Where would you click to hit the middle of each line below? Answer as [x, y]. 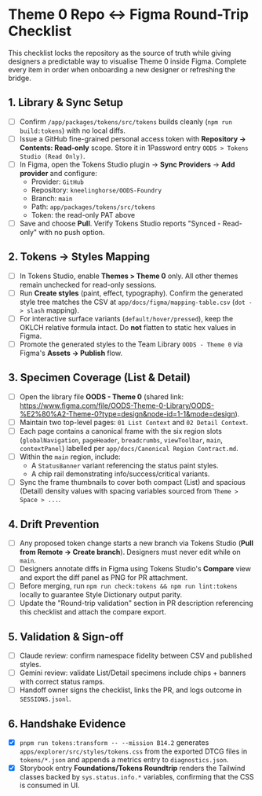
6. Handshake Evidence [67, 723]
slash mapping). [53, 310]
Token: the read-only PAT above [83, 215]
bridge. [20, 78]
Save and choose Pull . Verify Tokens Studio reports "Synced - [120, 223]
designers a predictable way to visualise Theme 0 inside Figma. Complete [127, 61]
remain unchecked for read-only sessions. [88, 284]
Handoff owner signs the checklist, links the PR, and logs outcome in [130, 690]
